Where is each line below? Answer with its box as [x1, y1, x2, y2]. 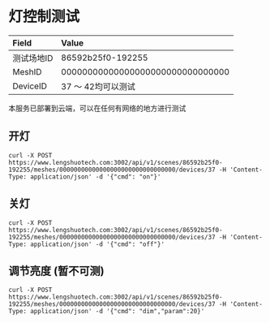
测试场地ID [12, 52, 54, 63]
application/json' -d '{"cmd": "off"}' [29, 240, 165, 248]
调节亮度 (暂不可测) [8, 264, 105, 278]
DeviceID [12, 80, 47, 92]
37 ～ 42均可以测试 [60, 80, 135, 92]
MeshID [12, 66, 42, 77]
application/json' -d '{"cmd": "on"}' [29, 172, 161, 181]
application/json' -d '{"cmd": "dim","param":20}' [29, 308, 205, 316]
